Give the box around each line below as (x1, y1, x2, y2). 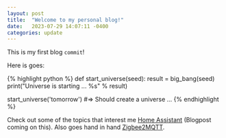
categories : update (7, 29, 63, 36)
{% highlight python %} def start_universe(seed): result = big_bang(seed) (7, 75, 215, 83)
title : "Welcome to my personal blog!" (7, 16, 125, 23)
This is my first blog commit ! (7, 48, 85, 56)
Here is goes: (7, 61, 45, 69)
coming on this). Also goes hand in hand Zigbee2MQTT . (7, 123, 165, 131)
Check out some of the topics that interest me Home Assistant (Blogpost (7, 116, 212, 124)
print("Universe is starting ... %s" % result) (7, 82, 128, 90)
